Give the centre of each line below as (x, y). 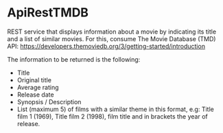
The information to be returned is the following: (74, 59)
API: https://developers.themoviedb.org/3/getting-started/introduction (106, 46)
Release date (35, 95)
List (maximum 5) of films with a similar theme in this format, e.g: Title (115, 109)
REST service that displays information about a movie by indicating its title (112, 32)
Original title (34, 80)
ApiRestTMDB (48, 13)
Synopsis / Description (49, 101)
